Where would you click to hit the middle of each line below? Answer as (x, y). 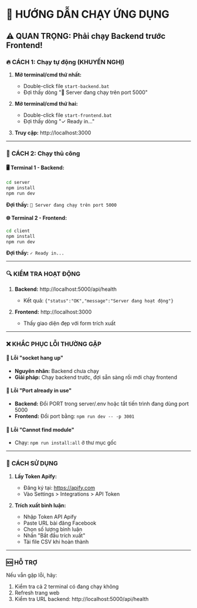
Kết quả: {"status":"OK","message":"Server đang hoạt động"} (98, 300)
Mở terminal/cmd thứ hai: (46, 103)
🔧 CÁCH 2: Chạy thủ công (43, 153)
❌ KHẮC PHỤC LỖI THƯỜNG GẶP (54, 344)
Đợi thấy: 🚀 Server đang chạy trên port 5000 (62, 204)
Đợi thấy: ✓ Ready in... (35, 253)
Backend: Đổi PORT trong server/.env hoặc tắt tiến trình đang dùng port (102, 404)
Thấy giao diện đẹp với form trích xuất (69, 323)
